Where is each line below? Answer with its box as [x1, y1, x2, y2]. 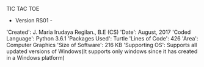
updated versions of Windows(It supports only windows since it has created [6, 48, 198, 55]
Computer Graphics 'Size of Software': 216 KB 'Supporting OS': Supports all [6, 42, 197, 48]
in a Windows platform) [6, 54, 65, 61]
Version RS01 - [15, 17, 53, 24]
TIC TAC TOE [6, 5, 40, 12]
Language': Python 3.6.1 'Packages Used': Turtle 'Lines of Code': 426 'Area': [6, 35, 199, 42]
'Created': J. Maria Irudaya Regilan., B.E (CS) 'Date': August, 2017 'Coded [6, 28, 191, 36]
